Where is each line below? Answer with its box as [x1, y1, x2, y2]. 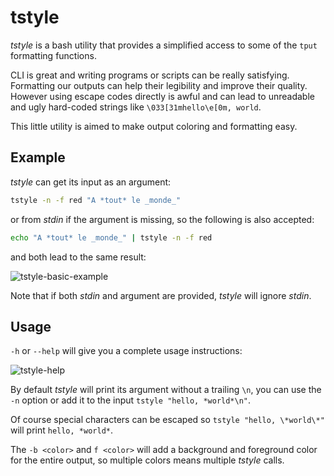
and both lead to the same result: [10, 251, 147, 263]
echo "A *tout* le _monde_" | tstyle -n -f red [10, 232, 213, 243]
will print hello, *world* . [10, 424, 114, 436]
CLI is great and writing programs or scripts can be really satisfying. [10, 69, 290, 81]
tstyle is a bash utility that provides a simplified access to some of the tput [10, 39, 318, 51]
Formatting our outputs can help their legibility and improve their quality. [10, 79, 308, 91]
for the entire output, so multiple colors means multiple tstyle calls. [10, 454, 285, 466]
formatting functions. [10, 49, 97, 61]
